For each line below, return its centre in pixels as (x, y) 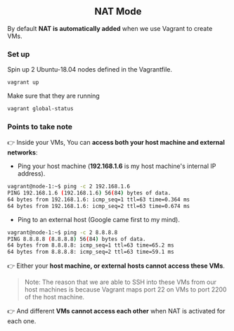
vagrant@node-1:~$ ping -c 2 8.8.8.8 (63, 232)
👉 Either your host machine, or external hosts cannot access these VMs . (116, 266)
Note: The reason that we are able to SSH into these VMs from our (120, 282)
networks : (22, 152)
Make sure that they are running (53, 96)
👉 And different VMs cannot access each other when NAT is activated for (116, 311)
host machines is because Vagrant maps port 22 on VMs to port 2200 (125, 290)
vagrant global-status (40, 108)
